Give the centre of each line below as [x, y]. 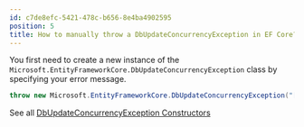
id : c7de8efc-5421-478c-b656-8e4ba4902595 [90, 18]
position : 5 [32, 26]
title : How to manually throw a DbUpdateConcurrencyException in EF [141, 34]
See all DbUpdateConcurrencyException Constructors [110, 113]
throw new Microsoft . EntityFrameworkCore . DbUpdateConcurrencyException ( [149, 95]
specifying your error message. [68, 79]
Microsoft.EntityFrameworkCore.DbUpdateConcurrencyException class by [143, 69]
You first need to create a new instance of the [95, 60]
